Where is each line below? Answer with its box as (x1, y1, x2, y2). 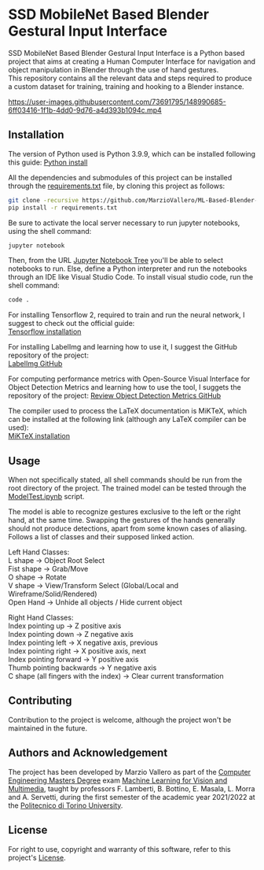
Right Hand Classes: (8, 613, 74, 623)
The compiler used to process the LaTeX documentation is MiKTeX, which (8, 406, 247, 416)
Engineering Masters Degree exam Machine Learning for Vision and (8, 776, 228, 785)
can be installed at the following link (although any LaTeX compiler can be (8, 415, 247, 424)
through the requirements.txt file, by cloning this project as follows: (8, 181, 225, 191)
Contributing (8, 694, 72, 708)
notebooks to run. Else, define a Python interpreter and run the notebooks (8, 264, 247, 273)
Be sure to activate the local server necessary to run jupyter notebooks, (8, 218, 240, 228)
